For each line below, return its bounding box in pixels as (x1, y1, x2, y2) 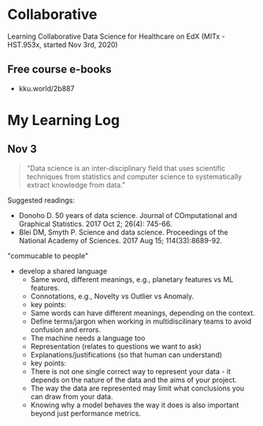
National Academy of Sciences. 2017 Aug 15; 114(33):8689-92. (18, 235, 223, 245)
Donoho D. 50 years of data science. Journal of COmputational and (18, 210, 238, 220)
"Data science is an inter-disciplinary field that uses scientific (26, 163, 226, 172)
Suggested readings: (7, 195, 76, 205)
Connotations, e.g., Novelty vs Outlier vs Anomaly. (30, 291, 194, 301)
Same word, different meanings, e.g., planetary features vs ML (30, 274, 234, 284)
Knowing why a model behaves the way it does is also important (30, 400, 239, 409)
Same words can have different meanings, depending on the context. (30, 308, 255, 317)
